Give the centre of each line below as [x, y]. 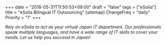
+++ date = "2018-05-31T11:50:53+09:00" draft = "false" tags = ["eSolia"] [81, 7]
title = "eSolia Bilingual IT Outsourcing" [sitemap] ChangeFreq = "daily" [78, 12]
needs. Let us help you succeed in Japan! [48, 37]
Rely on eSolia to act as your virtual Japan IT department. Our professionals [83, 27]
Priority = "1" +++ [23, 17]
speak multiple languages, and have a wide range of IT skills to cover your [82, 32]
